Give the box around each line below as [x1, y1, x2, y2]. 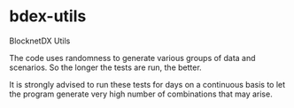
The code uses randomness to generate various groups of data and [9, 52, 256, 63]
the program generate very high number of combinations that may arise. [9, 89, 273, 99]
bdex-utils [9, 6, 87, 27]
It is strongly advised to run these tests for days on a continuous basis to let [9, 79, 286, 89]
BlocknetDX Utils [9, 35, 71, 46]
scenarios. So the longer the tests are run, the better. [9, 62, 202, 73]
